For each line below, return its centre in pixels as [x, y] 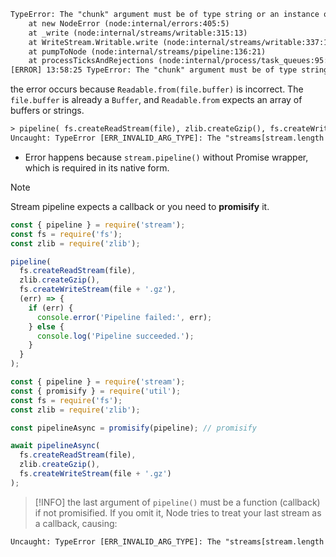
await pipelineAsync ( [55, 446]
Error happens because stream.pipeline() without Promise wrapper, [166, 157]
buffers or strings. [47, 111]
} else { [46, 326]
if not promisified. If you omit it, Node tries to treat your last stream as [178, 512]
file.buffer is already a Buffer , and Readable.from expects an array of [156, 100]
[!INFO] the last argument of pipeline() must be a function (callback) [177, 502]
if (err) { [51, 308]
